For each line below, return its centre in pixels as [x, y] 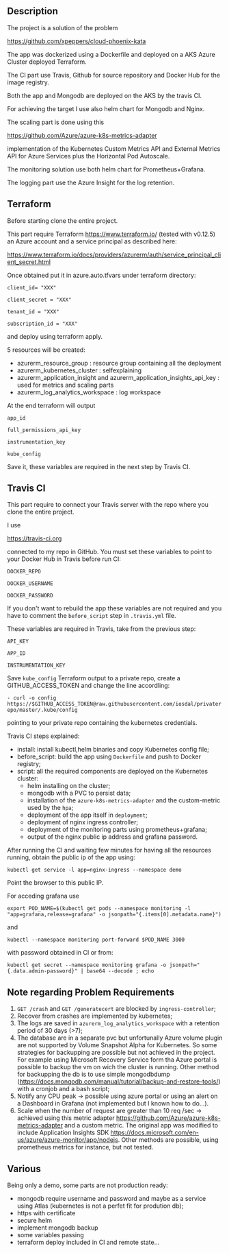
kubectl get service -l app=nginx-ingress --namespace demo [95, 870]
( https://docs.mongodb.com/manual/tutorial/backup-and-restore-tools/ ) [119, 1082]
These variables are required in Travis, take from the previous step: [102, 629]
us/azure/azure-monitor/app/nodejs [67, 1140]
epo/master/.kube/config [42, 710]
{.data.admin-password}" [42, 971]
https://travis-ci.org [35, 538]
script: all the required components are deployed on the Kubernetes [112, 772]
